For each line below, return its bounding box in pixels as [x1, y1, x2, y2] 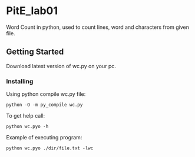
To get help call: [6, 112, 45, 119]
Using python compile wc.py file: [6, 91, 86, 98]
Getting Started [6, 47, 64, 57]
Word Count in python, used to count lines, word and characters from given [6, 24, 190, 31]
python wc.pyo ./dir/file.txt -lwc [6, 145, 94, 151]
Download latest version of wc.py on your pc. [6, 62, 116, 69]
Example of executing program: [6, 134, 82, 141]
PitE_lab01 [6, 4, 58, 18]
